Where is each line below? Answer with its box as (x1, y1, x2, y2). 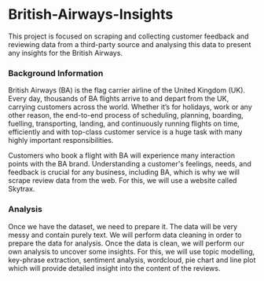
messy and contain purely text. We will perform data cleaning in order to (8, 230, 242, 239)
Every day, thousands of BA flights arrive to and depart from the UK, (8, 94, 229, 104)
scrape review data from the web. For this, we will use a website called (8, 176, 237, 185)
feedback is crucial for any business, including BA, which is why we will (8, 167, 240, 177)
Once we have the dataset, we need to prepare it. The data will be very (8, 221, 238, 231)
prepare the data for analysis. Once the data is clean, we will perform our (8, 238, 245, 248)
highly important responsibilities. (8, 136, 114, 145)
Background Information (8, 68, 104, 78)
